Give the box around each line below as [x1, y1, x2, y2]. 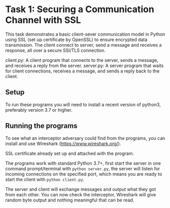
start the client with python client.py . [5, 176, 85, 182]
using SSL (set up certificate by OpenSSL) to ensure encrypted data [5, 37, 148, 43]
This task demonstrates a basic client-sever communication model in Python [5, 31, 165, 37]
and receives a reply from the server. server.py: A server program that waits [5, 62, 164, 68]
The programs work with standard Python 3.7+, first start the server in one [5, 160, 161, 166]
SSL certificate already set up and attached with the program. [5, 150, 134, 156]
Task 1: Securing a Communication [5, 4, 155, 15]
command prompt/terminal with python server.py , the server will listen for [5, 165, 160, 171]
